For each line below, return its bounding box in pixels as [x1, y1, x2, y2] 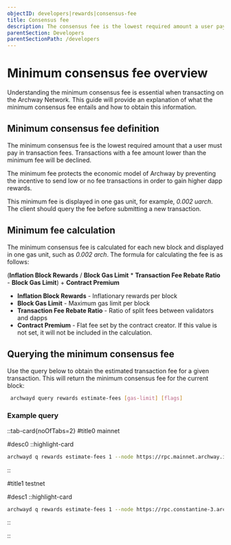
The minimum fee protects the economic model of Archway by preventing [7, 169, 217, 177]
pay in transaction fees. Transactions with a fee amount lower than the [7, 148, 207, 157]
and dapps [16, 313, 48, 321]
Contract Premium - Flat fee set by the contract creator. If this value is [16, 321, 218, 329]
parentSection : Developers [7, 29, 85, 37]
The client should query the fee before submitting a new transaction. [7, 204, 201, 212]
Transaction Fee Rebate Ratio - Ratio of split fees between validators [16, 306, 214, 315]
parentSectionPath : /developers [7, 36, 100, 43]
